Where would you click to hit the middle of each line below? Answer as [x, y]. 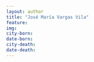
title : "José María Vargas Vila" [48, 17]
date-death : [21, 50]
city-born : [20, 34]
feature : [17, 22]
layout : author [25, 12]
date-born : [20, 39]
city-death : [21, 45]
